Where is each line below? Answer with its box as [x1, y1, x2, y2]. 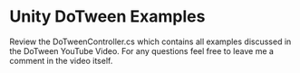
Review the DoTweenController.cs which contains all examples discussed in [9, 36, 292, 47]
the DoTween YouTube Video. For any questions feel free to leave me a [9, 45, 275, 56]
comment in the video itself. [9, 55, 113, 66]
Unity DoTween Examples [9, 6, 206, 27]
